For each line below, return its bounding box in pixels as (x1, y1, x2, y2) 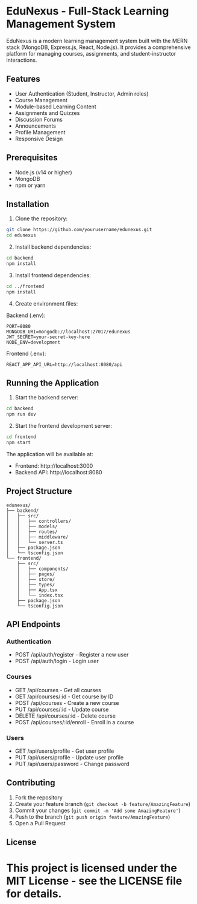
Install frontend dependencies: (14, 271, 92, 279)
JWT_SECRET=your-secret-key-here (6, 334, 90, 340)
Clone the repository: (14, 215, 68, 222)
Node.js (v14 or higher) (14, 168, 72, 176)
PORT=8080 (6, 323, 31, 329)
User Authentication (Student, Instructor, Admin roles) (14, 90, 149, 97)
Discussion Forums (14, 116, 63, 123)
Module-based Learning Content (14, 103, 96, 110)
